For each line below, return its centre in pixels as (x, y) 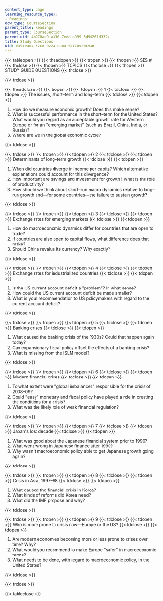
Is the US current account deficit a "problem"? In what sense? (74, 288)
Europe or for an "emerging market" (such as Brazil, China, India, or (80, 125)
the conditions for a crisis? (39, 402)
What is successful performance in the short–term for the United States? (85, 114)
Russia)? (21, 130)
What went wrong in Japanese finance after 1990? (63, 446)
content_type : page (25, 10)
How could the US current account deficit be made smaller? (72, 293)
